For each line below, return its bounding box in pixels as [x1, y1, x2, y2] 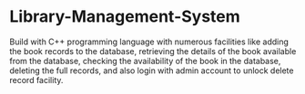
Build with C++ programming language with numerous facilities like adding [9, 36, 290, 47]
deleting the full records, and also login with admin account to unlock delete [9, 65, 294, 76]
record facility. [9, 74, 64, 85]
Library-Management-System [9, 6, 241, 27]
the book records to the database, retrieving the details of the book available [9, 45, 297, 56]
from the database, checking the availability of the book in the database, [9, 55, 281, 66]
